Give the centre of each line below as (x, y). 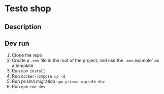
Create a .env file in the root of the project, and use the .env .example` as (85, 61)
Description (23, 27)
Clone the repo (27, 55)
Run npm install (29, 71)
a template (22, 66)
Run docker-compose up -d (38, 76)
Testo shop (28, 9)
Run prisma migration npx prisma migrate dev (58, 81)
